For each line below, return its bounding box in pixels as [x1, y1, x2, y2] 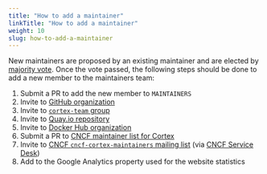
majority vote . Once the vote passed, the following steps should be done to [8, 65, 257, 75]
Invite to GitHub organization [19, 97, 115, 107]
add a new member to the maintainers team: [8, 73, 155, 83]
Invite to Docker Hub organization [19, 123, 132, 132]
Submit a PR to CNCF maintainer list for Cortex [19, 132, 175, 141]
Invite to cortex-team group [19, 106, 110, 115]
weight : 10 [8, 26, 45, 34]
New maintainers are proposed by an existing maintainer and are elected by [8, 56, 259, 66]
